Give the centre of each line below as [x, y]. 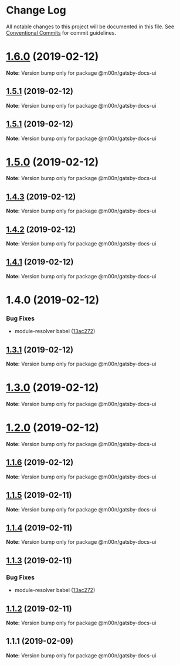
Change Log [36, 10]
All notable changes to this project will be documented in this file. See [90, 26]
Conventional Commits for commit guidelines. [61, 32]
